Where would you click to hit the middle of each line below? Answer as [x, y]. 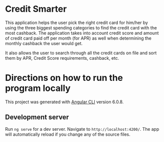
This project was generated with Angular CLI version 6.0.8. [64, 102]
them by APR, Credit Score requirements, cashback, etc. [62, 58]
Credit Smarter [36, 9]
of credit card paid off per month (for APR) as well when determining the [78, 38]
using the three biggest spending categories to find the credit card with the [81, 27]
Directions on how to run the [64, 78]
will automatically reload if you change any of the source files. [68, 134]
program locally [38, 88]
